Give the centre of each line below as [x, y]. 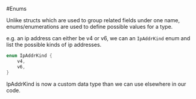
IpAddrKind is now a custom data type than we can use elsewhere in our [96, 84]
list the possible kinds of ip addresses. [54, 45]
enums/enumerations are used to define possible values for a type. [90, 27]
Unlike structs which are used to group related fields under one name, [93, 20]
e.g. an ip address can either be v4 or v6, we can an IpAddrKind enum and [98, 38]
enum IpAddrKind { [29, 56]
